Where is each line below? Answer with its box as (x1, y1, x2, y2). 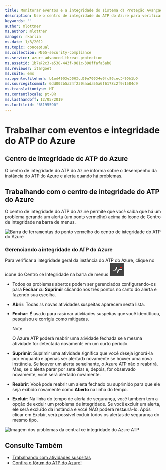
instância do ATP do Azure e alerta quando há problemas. (5, 173, 123, 179)
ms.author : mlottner (5, 29, 48, 34)
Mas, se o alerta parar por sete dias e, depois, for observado (12, 366, 136, 372)
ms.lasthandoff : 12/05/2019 (5, 97, 63, 102)
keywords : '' (5, 18, 32, 23)
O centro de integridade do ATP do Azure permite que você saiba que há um (5, 209, 161, 215)
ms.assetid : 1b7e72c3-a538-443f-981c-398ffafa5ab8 (5, 60, 112, 66)
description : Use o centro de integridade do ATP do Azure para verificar (5, 13, 163, 18)
